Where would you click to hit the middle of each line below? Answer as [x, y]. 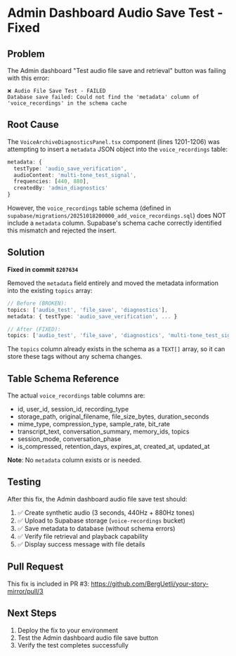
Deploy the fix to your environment [67, 630]
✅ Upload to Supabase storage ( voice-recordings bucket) [101, 520]
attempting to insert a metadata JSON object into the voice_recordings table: [118, 149]
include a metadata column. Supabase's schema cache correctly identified [114, 223]
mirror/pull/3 [25, 591]
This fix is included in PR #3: [48, 584]
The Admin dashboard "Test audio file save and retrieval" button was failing [117, 71]
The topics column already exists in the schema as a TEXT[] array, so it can [116, 349]
